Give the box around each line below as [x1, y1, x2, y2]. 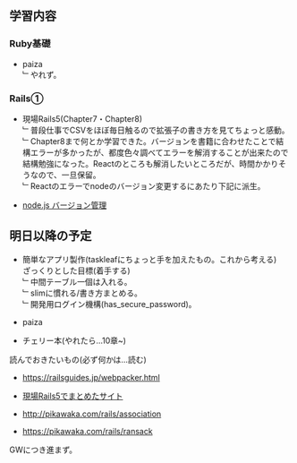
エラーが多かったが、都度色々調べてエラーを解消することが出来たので [30, 147, 289, 158]
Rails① [9, 92, 44, 105]
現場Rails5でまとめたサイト [21, 390, 123, 401]
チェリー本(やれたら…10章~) [21, 335, 127, 346]
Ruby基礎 [9, 38, 51, 50]
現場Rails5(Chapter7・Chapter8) [21, 113, 143, 124]
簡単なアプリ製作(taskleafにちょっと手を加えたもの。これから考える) [21, 253, 277, 264]
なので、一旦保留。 [30, 169, 101, 180]
